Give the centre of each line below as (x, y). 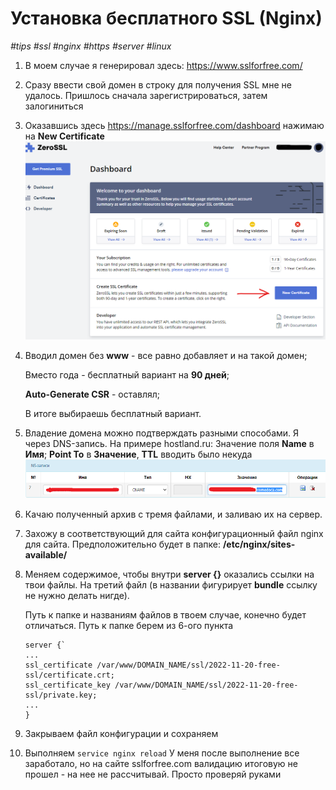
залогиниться (54, 106)
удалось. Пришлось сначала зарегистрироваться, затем (146, 95)
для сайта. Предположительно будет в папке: (122, 544)
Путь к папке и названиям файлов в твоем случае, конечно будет (165, 614)
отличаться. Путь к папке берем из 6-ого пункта (129, 625)
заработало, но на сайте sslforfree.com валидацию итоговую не (161, 763)
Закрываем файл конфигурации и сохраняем (121, 733)
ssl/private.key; (61, 695)
